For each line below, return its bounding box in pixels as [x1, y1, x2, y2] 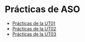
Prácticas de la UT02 [12, 25, 56, 31]
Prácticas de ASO [5, 4, 80, 15]
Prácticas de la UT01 [12, 20, 55, 26]
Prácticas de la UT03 [12, 31, 56, 37]
